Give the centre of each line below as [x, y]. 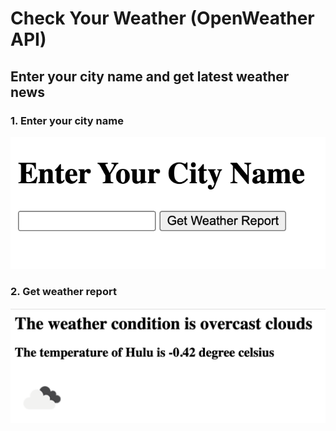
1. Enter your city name [67, 120]
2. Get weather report [63, 292]
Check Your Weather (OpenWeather [162, 18]
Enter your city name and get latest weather [150, 76]
